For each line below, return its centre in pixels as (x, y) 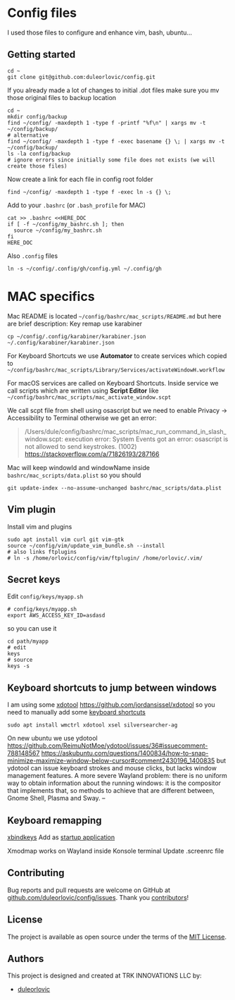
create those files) (38, 166)
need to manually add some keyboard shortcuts (76, 712)
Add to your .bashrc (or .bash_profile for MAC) (77, 205)
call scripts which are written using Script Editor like (83, 390)
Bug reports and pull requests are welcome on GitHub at (89, 890)
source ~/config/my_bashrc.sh (58, 230)
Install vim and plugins (40, 526)
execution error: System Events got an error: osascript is (146, 439)
